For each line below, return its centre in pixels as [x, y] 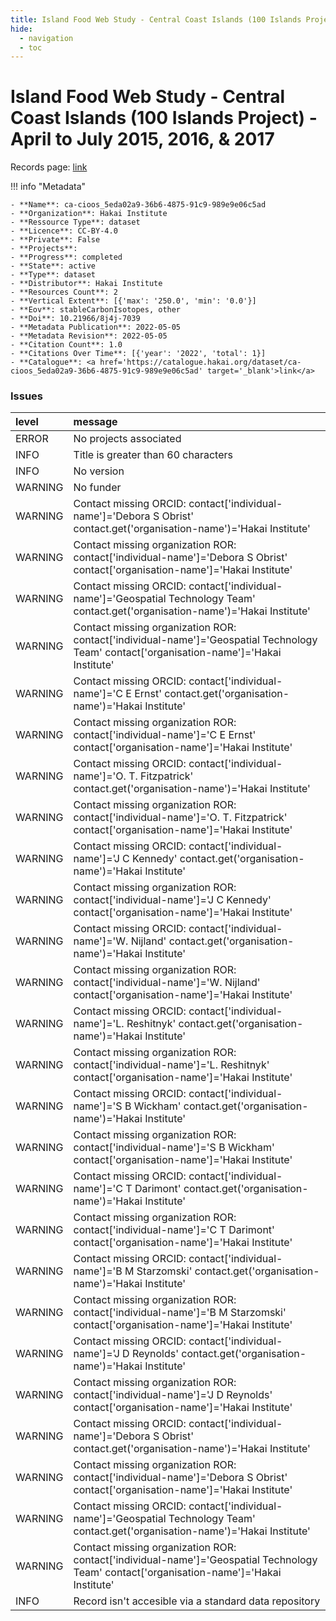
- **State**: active [53, 266]
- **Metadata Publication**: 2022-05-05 [96, 327]
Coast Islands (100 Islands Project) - [164, 118]
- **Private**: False [55, 240]
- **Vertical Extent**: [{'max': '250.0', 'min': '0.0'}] [133, 301]
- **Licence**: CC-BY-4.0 [64, 231]
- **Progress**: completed [66, 257]
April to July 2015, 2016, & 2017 [142, 139]
